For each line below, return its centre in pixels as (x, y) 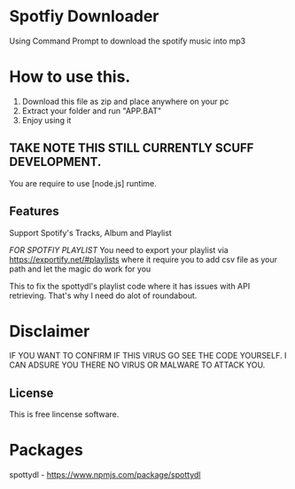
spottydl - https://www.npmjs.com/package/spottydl (105, 475)
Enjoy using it (47, 120)
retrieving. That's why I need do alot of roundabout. (103, 296)
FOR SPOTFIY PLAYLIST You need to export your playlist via (119, 249)
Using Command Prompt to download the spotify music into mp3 (128, 41)
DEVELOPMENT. (55, 162)
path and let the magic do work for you (80, 269)
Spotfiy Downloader (84, 16)
